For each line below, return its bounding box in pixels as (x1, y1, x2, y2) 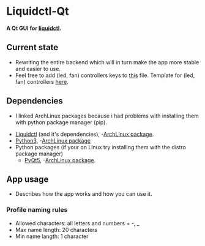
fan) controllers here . (15, 78, 69, 85)
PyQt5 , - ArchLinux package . (24, 156, 96, 163)
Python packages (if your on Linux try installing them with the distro (15, 143, 187, 151)
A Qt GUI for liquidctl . (6, 24, 62, 32)
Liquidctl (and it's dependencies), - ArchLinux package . (15, 130, 154, 138)
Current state (6, 42, 59, 53)
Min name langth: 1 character (15, 233, 89, 240)
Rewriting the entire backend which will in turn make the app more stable (15, 58, 199, 65)
